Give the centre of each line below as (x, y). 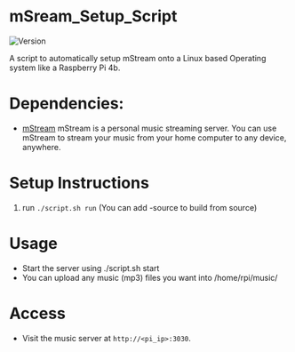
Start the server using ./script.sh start (91, 268)
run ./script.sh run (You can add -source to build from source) (140, 207)
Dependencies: (67, 104)
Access (38, 313)
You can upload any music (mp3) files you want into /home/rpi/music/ (150, 277)
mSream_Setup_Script (93, 16)
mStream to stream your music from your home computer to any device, (154, 137)
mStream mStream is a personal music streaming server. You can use (149, 128)
